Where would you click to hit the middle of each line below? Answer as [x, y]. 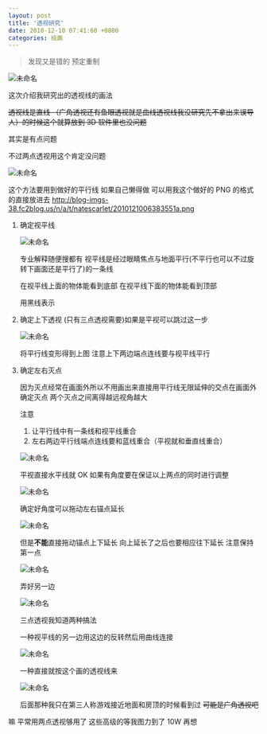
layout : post [30, 16]
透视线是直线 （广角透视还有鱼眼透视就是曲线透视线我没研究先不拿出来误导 [131, 112]
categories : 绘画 [36, 38]
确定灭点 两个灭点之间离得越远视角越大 [83, 397]
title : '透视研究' [37, 23]
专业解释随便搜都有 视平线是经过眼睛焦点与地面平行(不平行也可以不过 [133, 259]
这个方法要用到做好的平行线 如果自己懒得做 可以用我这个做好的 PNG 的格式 [131, 190]
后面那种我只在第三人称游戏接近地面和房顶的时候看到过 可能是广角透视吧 [139, 705]
